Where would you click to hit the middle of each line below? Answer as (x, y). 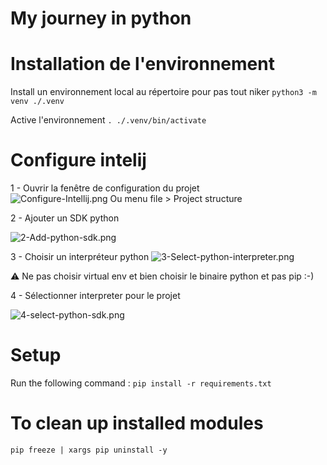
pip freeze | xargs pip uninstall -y (89, 450)
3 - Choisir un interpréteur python (80, 257)
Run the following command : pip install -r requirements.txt (141, 383)
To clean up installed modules (137, 423)
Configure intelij (78, 160)
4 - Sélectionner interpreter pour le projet (95, 296)
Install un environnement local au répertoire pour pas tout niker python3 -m (163, 92)
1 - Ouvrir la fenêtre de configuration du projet (105, 188)
